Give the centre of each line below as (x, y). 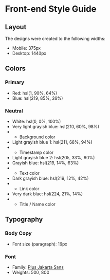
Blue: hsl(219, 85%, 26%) (37, 98)
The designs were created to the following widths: (55, 38)
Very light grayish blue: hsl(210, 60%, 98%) (56, 126)
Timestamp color (36, 152)
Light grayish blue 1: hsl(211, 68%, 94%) (52, 142)
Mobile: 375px (26, 48)
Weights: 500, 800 (31, 272)
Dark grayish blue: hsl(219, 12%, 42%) (50, 178)
